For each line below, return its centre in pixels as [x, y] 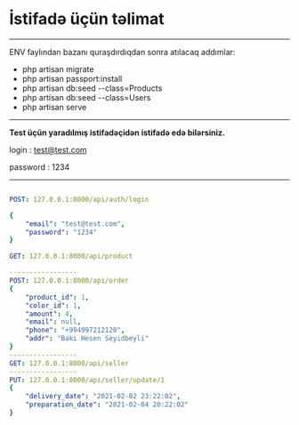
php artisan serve [54, 107]
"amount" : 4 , [49, 314]
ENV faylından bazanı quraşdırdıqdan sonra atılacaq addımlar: [122, 52]
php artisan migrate [58, 69]
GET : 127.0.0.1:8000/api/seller [69, 363]
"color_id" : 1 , [53, 305]
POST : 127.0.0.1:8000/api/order [69, 281]
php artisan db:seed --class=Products [92, 88]
